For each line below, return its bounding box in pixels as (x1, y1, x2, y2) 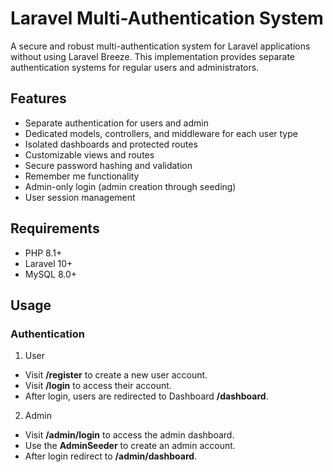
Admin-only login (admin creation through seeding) (24, 180, 237, 192)
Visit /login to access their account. (24, 380, 172, 392)
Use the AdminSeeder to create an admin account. (24, 440, 236, 452)
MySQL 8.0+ (24, 268, 78, 280)
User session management (24, 191, 136, 203)
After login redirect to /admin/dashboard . (24, 450, 198, 462)
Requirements (10, 220, 100, 237)
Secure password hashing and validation (24, 159, 193, 171)
